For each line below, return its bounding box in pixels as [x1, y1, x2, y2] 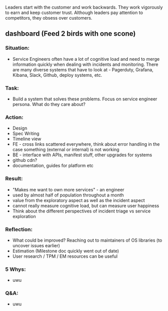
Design [12, 125, 28, 131]
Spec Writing [12, 131, 40, 137]
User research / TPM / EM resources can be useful [12, 253, 118, 259]
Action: [5, 114, 24, 121]
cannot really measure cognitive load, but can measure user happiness [12, 202, 159, 209]
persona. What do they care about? [12, 101, 86, 107]
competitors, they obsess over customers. [5, 15, 93, 21]
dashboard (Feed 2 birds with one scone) [5, 30, 136, 38]
